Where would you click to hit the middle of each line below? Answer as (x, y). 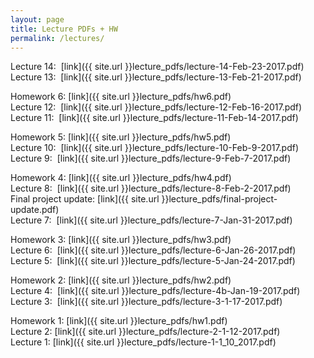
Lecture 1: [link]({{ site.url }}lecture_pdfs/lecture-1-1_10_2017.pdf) (143, 342)
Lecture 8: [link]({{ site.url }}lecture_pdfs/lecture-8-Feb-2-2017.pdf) (151, 188)
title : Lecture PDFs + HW (64, 29)
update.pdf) (35, 210)
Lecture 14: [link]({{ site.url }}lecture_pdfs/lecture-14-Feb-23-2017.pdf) (157, 67)
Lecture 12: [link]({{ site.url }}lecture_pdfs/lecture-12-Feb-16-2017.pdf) (156, 107)
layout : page (37, 19)
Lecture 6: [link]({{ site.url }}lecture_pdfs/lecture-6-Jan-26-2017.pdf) (153, 250)
